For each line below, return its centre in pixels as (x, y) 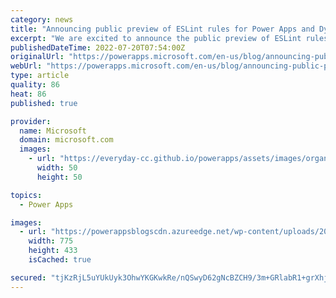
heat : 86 (28, 94)
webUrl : (26, 66)
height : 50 (59, 177)
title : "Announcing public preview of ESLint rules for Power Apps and (162, 29)
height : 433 (53, 251)
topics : (26, 195)
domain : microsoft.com (66, 140)
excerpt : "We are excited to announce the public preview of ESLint (156, 38)
